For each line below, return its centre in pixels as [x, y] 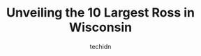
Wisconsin [100, 27]
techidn [100, 46]
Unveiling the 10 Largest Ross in [100, 13]
